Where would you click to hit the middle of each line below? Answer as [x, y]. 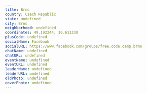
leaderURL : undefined [27, 74]
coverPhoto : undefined [28, 83]
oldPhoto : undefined [26, 78]
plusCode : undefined [26, 37]
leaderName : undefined [28, 69]
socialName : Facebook [27, 42]
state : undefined [23, 19]
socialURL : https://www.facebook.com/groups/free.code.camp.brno [73, 46]
